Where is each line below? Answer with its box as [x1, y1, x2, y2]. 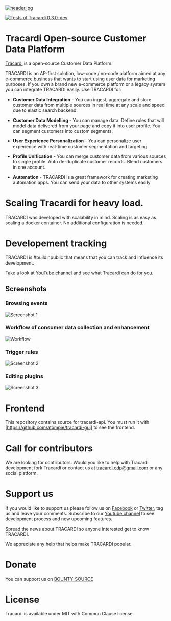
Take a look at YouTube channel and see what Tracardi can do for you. [5, 270, 154, 276]
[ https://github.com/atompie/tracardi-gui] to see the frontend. [5, 424, 135, 431]
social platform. [5, 470, 38, 476]
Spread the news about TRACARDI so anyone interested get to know [5, 526, 150, 532]
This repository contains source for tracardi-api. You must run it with [5, 419, 150, 425]
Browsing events [5, 300, 48, 307]
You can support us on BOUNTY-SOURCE [5, 576, 93, 582]
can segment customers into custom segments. [12, 128, 113, 134]
